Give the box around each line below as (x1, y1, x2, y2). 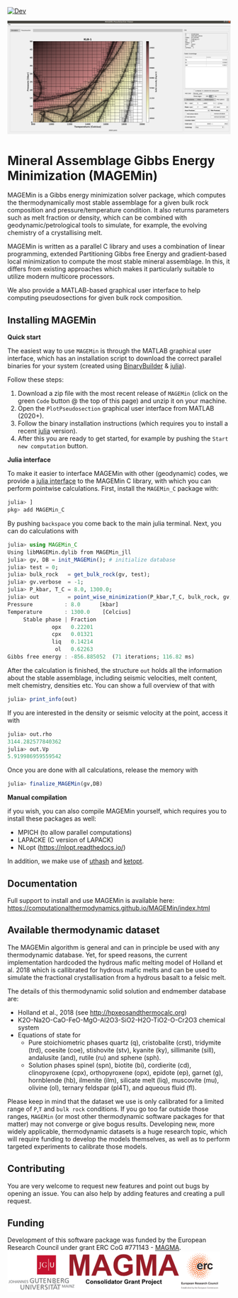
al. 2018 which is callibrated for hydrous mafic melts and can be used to (7, 965, 217, 974)
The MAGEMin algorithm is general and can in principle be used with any (7, 943, 220, 952)
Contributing (7, 1163, 65, 1175)
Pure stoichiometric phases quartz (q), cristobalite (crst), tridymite (28, 1038, 222, 1047)
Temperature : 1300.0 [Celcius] (7, 608, 132, 615)
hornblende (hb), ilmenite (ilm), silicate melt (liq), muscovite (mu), (28, 1076, 220, 1084)
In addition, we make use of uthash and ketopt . (7, 857, 144, 865)
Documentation (7, 877, 78, 889)
